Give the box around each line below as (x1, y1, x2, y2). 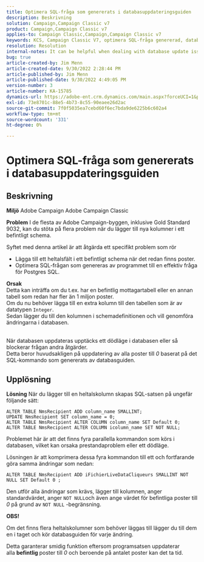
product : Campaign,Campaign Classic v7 (6, 26, 107, 32)
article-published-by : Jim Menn (6, 71, 88, 77)
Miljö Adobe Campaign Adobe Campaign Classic (6, 207, 129, 214)
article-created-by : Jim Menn (6, 60, 83, 66)
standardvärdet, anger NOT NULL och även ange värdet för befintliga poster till (6, 494, 198, 501)
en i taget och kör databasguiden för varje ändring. (6, 530, 134, 538)
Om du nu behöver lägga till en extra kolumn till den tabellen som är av (6, 300, 183, 307)
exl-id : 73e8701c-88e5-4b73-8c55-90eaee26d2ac (6, 99, 126, 105)
